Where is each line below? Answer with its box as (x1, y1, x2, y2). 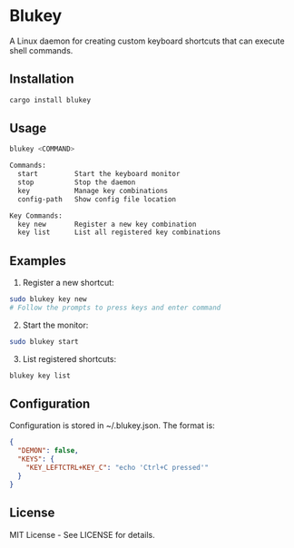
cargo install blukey (9, 95, 92, 104)
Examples (9, 253, 66, 269)
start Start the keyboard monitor (17, 170, 181, 179)
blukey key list (9, 371, 71, 380)
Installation (9, 72, 74, 87)
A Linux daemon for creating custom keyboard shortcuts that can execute (9, 35, 285, 46)
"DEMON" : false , (17, 446, 79, 455)
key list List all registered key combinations (17, 228, 221, 237)
